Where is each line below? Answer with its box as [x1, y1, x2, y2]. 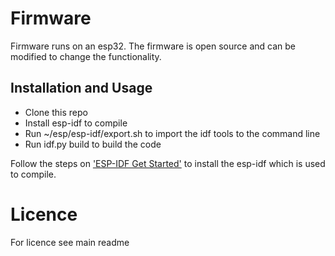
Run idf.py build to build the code [24, 138, 162, 150]
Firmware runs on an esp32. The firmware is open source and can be [10, 40, 296, 52]
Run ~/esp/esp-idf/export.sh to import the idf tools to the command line [24, 127, 321, 139]
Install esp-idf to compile [24, 117, 128, 129]
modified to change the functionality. [10, 50, 162, 62]
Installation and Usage [10, 80, 153, 97]
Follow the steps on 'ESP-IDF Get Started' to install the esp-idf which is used [10, 157, 326, 169]
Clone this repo [24, 106, 88, 118]
